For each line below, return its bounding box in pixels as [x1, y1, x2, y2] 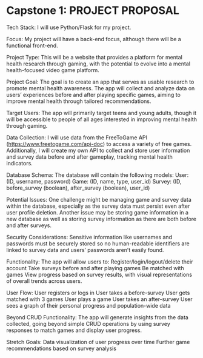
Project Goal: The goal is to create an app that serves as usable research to [6, 78, 195, 85]
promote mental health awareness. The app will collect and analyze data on [6, 84, 195, 91]
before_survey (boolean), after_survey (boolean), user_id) [6, 184, 150, 191]
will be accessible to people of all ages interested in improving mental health [6, 116, 197, 123]
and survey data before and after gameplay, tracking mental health [6, 153, 173, 161]
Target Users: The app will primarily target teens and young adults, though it [6, 109, 197, 116]
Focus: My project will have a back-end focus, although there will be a [6, 35, 182, 42]
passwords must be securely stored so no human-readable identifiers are [6, 240, 190, 247]
